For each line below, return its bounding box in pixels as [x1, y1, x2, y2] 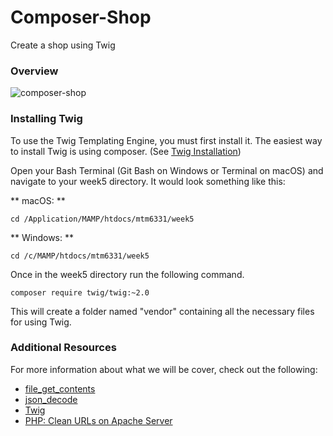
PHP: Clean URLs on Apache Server [24, 414, 173, 426]
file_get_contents [24, 382, 96, 395]
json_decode [24, 393, 78, 405]
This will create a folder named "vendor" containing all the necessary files [10, 305, 315, 317]
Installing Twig [10, 112, 83, 126]
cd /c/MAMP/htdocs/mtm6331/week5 [10, 251, 150, 261]
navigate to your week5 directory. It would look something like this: [10, 175, 286, 187]
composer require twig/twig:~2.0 [10, 287, 150, 298]
